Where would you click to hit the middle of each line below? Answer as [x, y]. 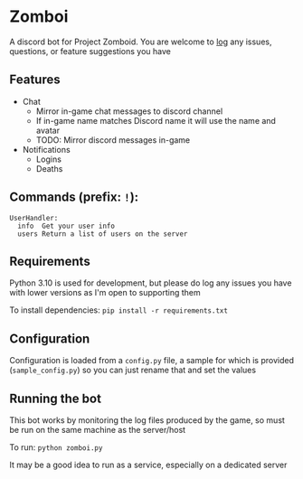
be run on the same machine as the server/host [98, 430]
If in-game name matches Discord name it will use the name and [156, 120]
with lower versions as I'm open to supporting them [105, 293]
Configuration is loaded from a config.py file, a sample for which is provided [151, 361]
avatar [48, 130]
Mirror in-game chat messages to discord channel [129, 111]
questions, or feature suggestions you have [90, 51]
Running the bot [56, 398]
